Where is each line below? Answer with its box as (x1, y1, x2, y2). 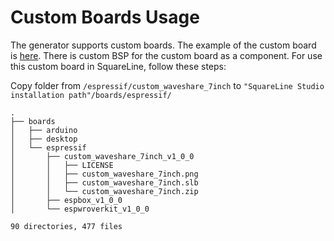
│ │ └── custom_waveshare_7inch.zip (10, 186, 199, 196)
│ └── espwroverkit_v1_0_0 (10, 204, 150, 214)
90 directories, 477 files (10, 221, 123, 231)
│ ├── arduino (10, 125, 78, 135)
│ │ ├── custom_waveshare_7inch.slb (10, 177, 199, 188)
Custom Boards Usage (10, 6, 200, 29)
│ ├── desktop (10, 134, 78, 144)
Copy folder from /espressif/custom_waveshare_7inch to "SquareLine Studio (10, 79, 325, 91)
